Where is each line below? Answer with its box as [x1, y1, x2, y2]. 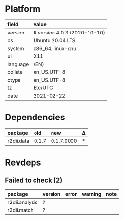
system [7, 45, 24, 51]
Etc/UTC [33, 84, 53, 91]
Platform [5, 3, 41, 15]
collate [7, 68, 23, 75]
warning [82, 190, 102, 197]
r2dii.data [7, 137, 30, 144]
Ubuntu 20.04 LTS [33, 37, 76, 44]
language [7, 61, 29, 68]
